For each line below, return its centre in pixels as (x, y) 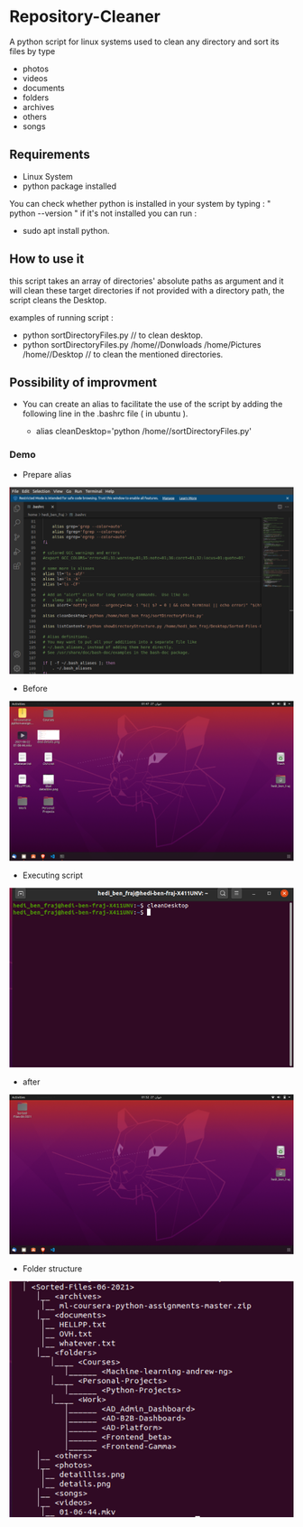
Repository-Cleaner (85, 17)
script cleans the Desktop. (58, 300)
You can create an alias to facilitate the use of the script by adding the (152, 405)
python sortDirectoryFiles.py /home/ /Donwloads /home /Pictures (142, 344)
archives (38, 107)
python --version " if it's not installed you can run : (103, 213)
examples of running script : (62, 317)
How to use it (47, 259)
